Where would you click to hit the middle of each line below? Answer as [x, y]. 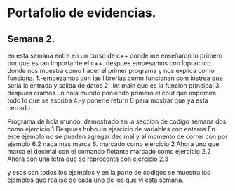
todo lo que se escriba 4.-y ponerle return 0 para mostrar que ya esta [108, 100]
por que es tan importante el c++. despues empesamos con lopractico [109, 63]
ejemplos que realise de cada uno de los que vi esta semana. [95, 180]
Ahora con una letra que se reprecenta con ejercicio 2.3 [88, 159]
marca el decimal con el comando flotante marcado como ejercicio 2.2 [109, 151]
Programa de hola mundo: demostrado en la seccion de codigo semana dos [117, 121]
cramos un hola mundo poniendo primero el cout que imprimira [125, 93]
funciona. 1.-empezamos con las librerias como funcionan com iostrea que [115, 78]
